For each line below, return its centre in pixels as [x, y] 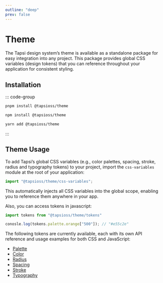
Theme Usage [28, 150]
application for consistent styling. [40, 69]
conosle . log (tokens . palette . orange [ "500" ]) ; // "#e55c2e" [67, 224]
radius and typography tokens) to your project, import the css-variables [80, 167]
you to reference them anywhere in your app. [52, 196]
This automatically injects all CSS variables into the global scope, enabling [82, 191]
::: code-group [20, 97]
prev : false [18, 15]
